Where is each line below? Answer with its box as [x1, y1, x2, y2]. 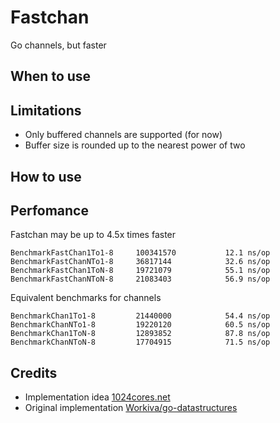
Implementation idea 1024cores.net [24, 391, 171, 403]
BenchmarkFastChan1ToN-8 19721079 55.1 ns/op [10, 266, 271, 276]
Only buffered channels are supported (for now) [24, 129, 223, 141]
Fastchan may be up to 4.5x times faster [10, 229, 177, 241]
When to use [10, 68, 92, 85]
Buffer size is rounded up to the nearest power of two [24, 139, 246, 151]
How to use [10, 168, 82, 185]
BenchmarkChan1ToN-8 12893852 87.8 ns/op [10, 329, 271, 339]
